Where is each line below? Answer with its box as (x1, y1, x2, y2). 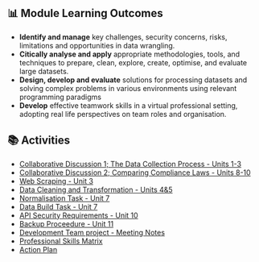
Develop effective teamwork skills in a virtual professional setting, (18, 100, 238, 110)
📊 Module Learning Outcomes (7, 6, 163, 20)
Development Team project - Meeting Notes (18, 227, 166, 237)
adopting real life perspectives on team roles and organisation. (18, 109, 227, 119)
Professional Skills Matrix (18, 236, 103, 246)
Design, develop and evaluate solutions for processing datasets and (18, 75, 248, 85)
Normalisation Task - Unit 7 (18, 193, 110, 203)
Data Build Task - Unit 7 (18, 202, 98, 211)
